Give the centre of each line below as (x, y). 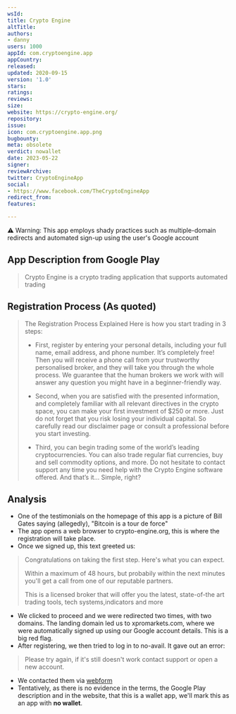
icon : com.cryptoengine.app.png (55, 132)
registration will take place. (57, 539)
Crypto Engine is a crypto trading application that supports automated (126, 277)
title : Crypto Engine (39, 20)
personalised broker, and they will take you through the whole (125, 367)
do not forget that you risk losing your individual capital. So (120, 418)
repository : (25, 119)
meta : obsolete (30, 145)
